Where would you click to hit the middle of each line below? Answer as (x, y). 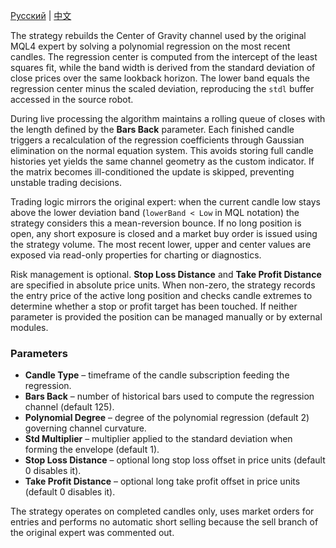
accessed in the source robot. (72, 99)
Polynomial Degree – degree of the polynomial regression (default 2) (167, 418)
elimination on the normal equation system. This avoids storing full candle (162, 150)
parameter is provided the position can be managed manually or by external (166, 317)
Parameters (39, 353)
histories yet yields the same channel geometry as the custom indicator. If (162, 161)
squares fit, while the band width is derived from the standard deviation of (163, 67)
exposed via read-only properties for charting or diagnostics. (136, 255)
